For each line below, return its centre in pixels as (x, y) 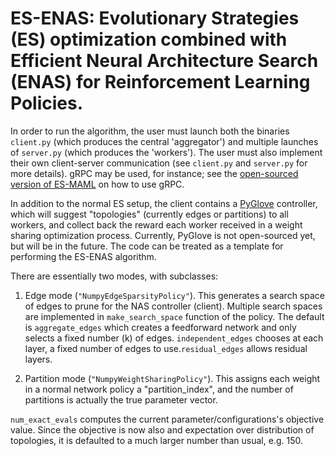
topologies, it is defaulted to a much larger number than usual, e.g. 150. (156, 440)
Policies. (47, 103)
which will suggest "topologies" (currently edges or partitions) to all (149, 214)
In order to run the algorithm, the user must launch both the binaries (150, 131)
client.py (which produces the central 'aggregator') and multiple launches (164, 141)
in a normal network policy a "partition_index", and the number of (159, 389)
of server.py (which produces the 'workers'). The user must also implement (166, 152)
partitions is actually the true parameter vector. (121, 399)
